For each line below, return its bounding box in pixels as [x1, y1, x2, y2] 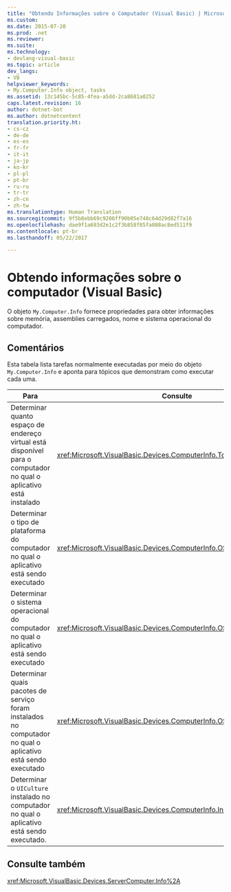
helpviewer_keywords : [7, 81, 69, 87]
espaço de [10, 420, 45, 429]
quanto [10, 411, 34, 421]
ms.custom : [7, 17, 38, 23]
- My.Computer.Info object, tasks [7, 87, 107, 94]
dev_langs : [7, 68, 38, 74]
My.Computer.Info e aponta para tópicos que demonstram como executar [7, 368, 214, 375]
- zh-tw [7, 203, 30, 209]
